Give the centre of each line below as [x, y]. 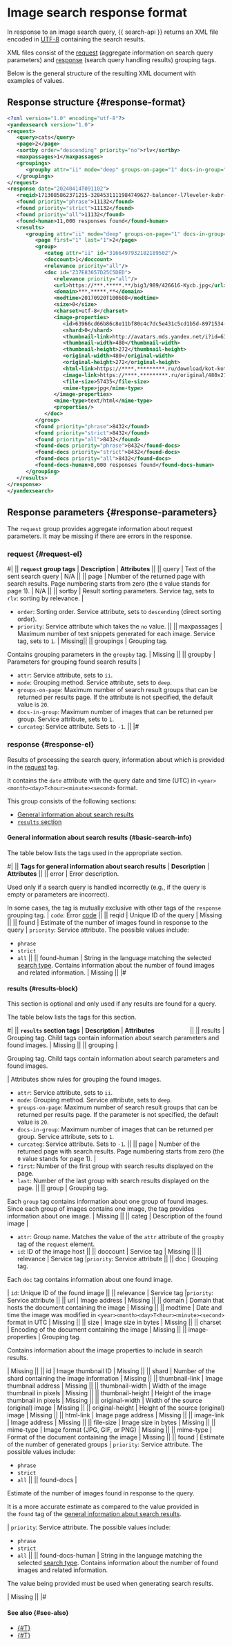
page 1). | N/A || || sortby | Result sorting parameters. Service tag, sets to [111, 591]
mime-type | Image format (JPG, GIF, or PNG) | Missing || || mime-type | [109, 1430]
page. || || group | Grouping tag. [62, 1188]
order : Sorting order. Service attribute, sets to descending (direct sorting [119, 612]
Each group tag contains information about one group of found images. [108, 1202]
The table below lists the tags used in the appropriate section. [95, 853]
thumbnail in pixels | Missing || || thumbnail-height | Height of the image [109, 1393]
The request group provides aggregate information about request [100, 529]
